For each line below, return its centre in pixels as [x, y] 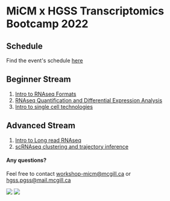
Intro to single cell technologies [54, 107]
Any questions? [27, 160]
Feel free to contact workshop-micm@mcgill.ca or [69, 173]
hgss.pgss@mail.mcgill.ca [39, 180]
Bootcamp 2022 [47, 24]
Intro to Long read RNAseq [48, 140]
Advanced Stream [41, 125]
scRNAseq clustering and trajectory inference [71, 146]
